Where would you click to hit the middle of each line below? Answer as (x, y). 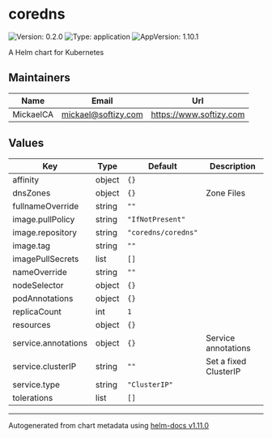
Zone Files (225, 193)
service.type (36, 384)
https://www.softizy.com (198, 114)
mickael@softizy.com (102, 114)
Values (26, 143)
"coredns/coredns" (163, 232)
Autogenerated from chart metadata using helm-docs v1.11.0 (108, 425)
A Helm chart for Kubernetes (56, 52)
